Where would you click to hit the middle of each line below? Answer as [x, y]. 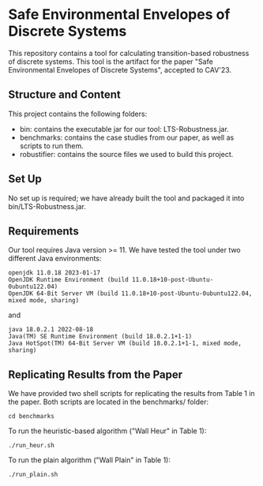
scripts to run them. [52, 146]
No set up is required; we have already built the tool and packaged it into [126, 198]
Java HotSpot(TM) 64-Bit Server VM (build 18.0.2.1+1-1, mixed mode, [125, 344]
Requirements [43, 231]
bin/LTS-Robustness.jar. [47, 206]
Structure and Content [64, 95]
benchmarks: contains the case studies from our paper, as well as [127, 137]
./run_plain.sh [33, 475]
